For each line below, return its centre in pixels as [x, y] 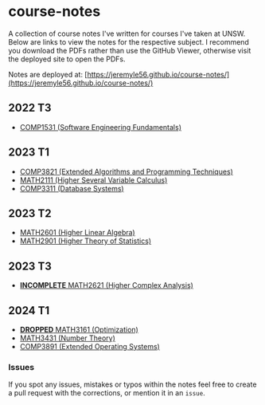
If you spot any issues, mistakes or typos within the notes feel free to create [132, 384]
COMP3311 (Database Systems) [72, 188]
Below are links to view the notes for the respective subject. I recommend [129, 41]
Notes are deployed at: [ [48, 74]
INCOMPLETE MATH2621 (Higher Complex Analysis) [106, 285]
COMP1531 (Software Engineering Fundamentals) [100, 127]
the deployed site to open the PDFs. [67, 59]
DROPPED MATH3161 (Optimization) [79, 330]
